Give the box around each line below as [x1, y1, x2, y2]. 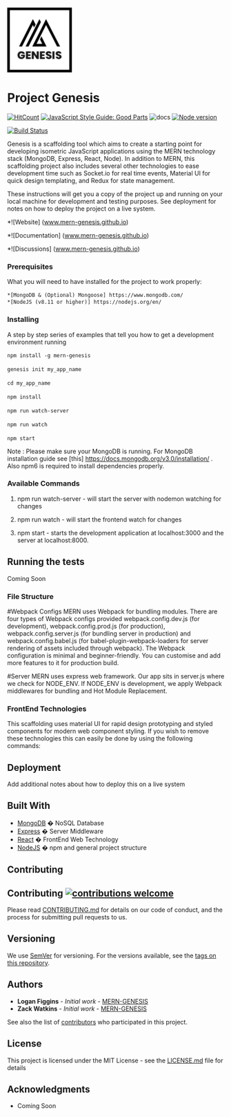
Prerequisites [7, 262, 53, 271]
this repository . [7, 958, 50, 967]
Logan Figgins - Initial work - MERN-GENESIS [17, 997, 148, 1005]
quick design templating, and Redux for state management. [7, 176, 175, 184]
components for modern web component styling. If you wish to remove [7, 727, 209, 736]
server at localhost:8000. [17, 536, 89, 544]
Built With [7, 800, 50, 812]
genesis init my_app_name [7, 365, 81, 373]
